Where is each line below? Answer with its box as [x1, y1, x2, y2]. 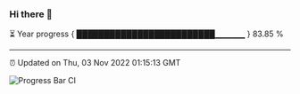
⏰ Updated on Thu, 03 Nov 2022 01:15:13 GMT [9, 58, 181, 68]
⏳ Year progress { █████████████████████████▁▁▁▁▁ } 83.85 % [9, 28, 284, 39]
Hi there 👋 [9, 8, 54, 20]
